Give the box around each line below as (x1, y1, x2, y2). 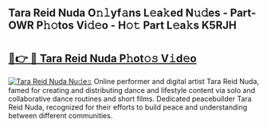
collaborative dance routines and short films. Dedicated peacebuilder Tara (8, 94, 253, 103)
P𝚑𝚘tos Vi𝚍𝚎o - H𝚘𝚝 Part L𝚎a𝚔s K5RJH (36, 19, 237, 33)
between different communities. (8, 111, 113, 120)
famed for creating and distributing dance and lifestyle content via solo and (8, 86, 256, 94)
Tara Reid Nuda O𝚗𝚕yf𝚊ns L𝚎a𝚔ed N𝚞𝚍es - (8, 6, 229, 20)
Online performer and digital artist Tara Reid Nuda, (93, 77, 260, 86)
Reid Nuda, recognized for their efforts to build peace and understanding (8, 102, 248, 112)
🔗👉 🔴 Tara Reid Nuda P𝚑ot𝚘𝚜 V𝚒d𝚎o (8, 52, 197, 65)
